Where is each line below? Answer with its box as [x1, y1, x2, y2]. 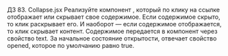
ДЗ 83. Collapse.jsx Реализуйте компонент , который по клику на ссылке [7, 6, 220, 13]
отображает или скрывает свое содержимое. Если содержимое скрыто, [7, 13, 220, 21]
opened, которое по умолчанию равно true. [7, 42, 135, 49]
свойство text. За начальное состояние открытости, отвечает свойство [7, 34, 217, 43]
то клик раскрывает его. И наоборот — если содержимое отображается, [7, 20, 222, 28]
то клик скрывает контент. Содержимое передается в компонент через [7, 27, 218, 35]
